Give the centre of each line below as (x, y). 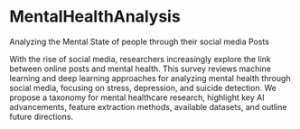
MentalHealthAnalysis (95, 17)
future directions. (42, 116)
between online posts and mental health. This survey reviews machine (140, 69)
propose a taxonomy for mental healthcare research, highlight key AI (137, 97)
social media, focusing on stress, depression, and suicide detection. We (143, 88)
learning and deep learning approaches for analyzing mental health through (150, 78)
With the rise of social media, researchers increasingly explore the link (140, 59)
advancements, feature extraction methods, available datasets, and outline (148, 106)
